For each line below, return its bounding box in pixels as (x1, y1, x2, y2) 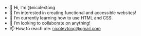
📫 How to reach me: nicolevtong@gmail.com (9, 26, 101, 31)
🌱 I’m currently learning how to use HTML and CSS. (9, 15, 113, 20)
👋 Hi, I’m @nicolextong (9, 5, 55, 10)
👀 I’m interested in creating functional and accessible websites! (9, 10, 136, 16)
